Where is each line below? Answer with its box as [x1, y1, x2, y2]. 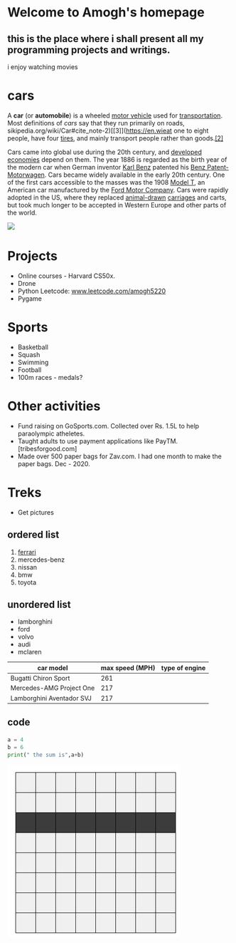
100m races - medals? [17, 373, 83, 381]
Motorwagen [7, 170, 45, 179]
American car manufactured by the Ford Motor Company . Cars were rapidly [7, 185, 229, 194]
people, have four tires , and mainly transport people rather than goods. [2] [7, 133, 224, 143]
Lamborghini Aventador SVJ [10, 694, 92, 702]
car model [37, 664, 68, 672]
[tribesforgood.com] [17, 444, 77, 453]
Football [17, 365, 42, 374]
